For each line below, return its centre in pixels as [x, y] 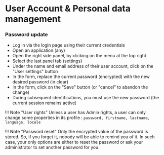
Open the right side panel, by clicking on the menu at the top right [79, 56]
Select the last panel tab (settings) [47, 61]
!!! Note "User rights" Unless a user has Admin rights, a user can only [76, 113]
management [33, 19]
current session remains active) [44, 103]
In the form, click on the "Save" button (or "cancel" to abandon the [80, 87]
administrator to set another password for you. [52, 147]
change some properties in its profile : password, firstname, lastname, [78, 118]
